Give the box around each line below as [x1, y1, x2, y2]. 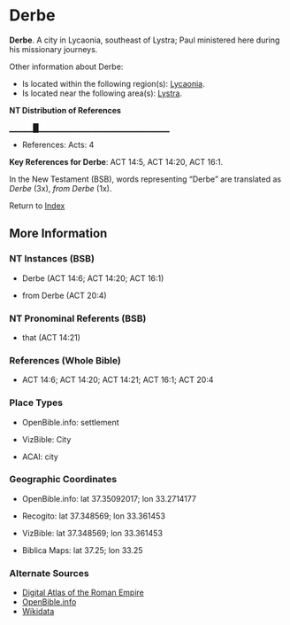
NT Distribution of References [9, 105, 122, 115]
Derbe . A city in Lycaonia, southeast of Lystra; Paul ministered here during [9, 35, 280, 45]
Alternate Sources [9, 566, 90, 579]
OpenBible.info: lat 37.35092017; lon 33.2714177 [21, 493, 197, 504]
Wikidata [21, 606, 55, 617]
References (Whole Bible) [9, 354, 121, 366]
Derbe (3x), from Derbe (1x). [9, 183, 112, 193]
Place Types [9, 396, 64, 409]
